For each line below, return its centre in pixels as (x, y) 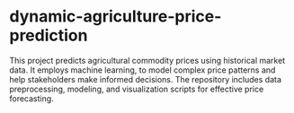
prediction (49, 35)
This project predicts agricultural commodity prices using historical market (147, 60)
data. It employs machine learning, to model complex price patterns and (143, 70)
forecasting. (31, 98)
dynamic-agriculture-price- (116, 17)
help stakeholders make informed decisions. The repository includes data (145, 79)
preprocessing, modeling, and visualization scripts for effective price (137, 89)
